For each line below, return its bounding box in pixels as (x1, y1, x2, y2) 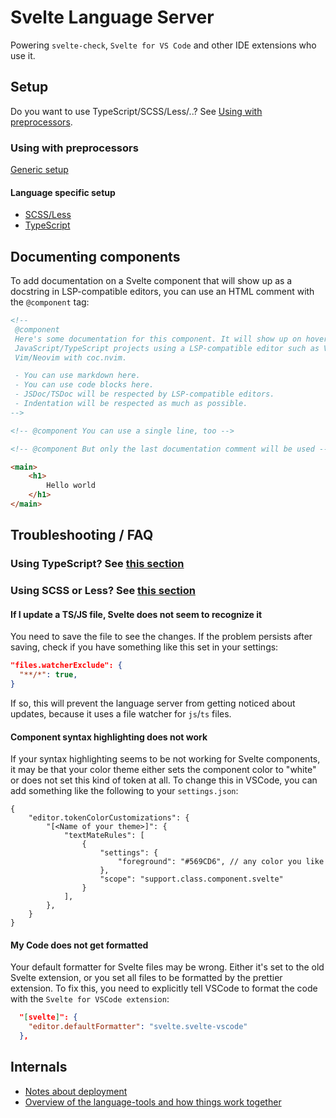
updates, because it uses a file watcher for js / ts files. (10, 708, 232, 720)
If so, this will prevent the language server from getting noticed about (10, 697, 296, 709)
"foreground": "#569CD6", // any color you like (117, 857, 325, 867)
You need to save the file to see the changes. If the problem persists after (10, 631, 313, 643)
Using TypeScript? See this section (10, 557, 185, 571)
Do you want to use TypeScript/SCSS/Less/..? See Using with (10, 105, 263, 117)
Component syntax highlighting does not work (10, 731, 208, 743)
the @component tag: (10, 296, 90, 308)
